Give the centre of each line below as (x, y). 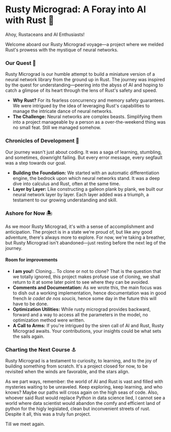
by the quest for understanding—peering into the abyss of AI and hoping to (84, 85)
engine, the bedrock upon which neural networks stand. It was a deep (86, 178)
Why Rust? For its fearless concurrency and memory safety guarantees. (89, 100)
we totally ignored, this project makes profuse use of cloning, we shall (86, 277)
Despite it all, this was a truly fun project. (48, 414)
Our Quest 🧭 (21, 63)
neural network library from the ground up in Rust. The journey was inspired (85, 80)
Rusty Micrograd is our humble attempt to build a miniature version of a (80, 74)
